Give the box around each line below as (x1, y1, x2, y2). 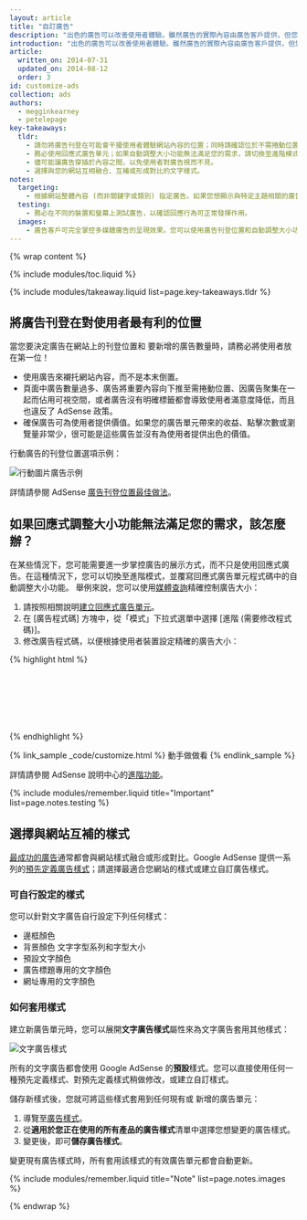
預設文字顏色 (22, 953, 71, 964)
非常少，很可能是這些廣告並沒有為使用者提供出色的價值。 (38, 428, 256, 439)
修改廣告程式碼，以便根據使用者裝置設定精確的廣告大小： (22, 636, 239, 647)
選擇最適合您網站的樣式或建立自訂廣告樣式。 (104, 863, 274, 874)
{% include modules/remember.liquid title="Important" (9, 787, 215, 799)
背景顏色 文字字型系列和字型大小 (22, 941, 146, 952)
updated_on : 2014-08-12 (17, 65, 108, 74)
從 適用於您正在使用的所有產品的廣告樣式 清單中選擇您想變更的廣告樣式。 (22, 1124, 295, 1135)
